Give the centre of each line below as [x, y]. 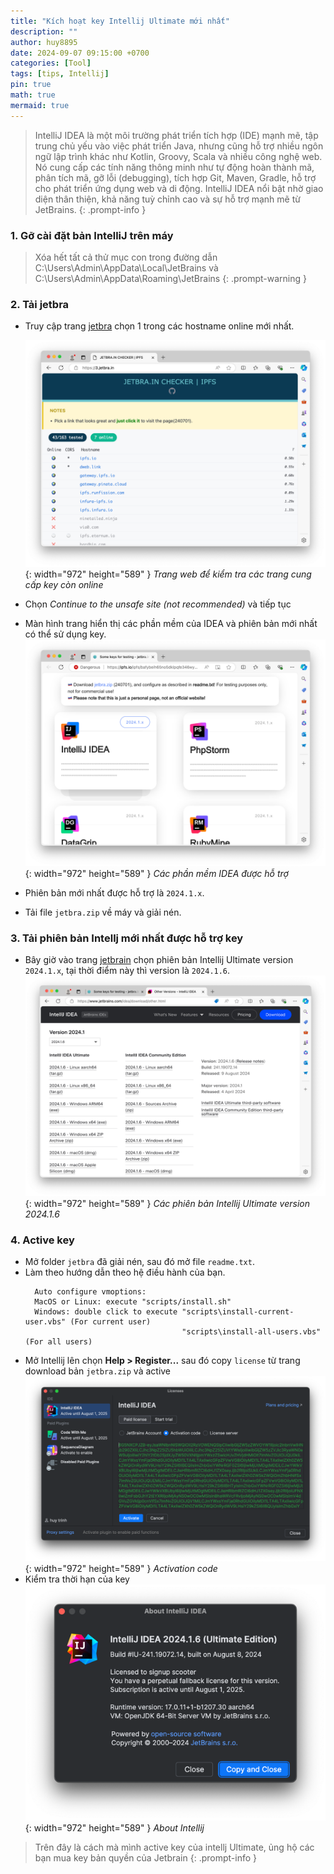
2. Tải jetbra [40, 304]
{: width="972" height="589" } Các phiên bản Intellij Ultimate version [167, 1204]
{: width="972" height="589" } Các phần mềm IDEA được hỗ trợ [156, 874]
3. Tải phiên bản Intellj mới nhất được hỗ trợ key [127, 938]
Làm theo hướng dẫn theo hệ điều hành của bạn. [125, 1272]
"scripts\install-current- [238, 1312]
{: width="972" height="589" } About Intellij [114, 1827]
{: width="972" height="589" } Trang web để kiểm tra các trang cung [168, 574]
